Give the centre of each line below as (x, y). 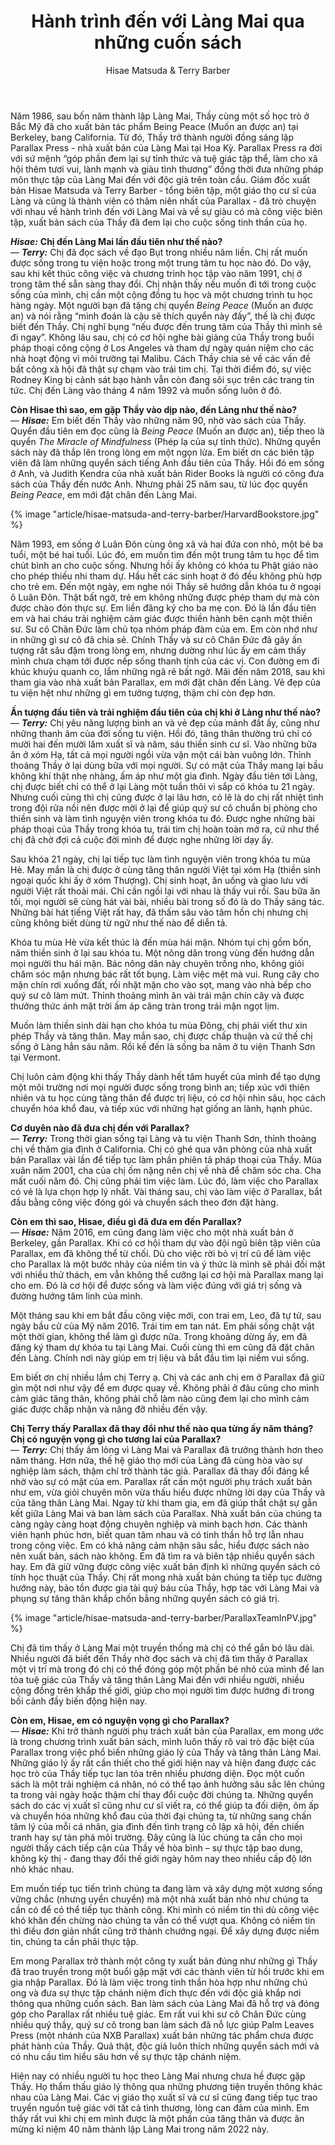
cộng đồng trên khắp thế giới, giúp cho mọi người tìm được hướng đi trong (162, 1690)
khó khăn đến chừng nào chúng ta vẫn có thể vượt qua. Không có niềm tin (163, 1920)
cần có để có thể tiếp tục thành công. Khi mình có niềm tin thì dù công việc (165, 1909)
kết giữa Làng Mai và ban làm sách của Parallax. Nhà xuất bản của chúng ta (166, 1513)
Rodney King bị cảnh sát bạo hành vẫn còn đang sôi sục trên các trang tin (162, 379)
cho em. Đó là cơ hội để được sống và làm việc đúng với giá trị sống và (156, 1285)
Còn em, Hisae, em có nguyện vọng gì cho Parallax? (120, 1720)
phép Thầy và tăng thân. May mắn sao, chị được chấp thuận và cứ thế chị (161, 1036)
